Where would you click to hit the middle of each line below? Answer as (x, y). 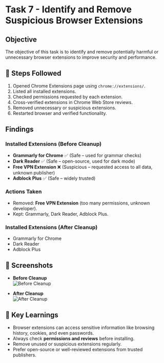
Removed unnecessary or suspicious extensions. (65, 108)
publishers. (25, 355)
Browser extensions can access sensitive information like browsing (84, 327)
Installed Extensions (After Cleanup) (52, 227)
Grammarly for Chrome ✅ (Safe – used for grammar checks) (77, 155)
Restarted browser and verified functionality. (60, 113)
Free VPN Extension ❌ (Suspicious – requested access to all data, (83, 167)
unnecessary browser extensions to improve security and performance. (81, 57)
